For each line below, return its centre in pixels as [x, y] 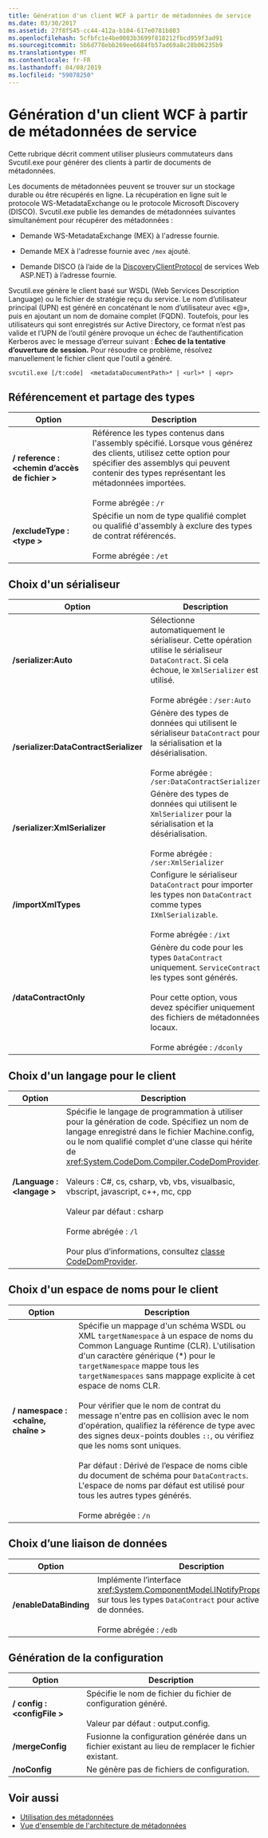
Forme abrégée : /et [130, 556]
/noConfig [32, 1769]
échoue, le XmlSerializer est [205, 670]
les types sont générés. [194, 977]
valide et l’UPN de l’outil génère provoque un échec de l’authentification [126, 333]
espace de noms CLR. [120, 1385]
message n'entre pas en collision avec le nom [164, 1416]
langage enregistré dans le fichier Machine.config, [160, 1132]
